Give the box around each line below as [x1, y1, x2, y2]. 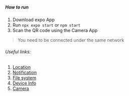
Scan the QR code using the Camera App [12, 27, 98, 33]
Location [12, 64, 31, 70]
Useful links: [5, 48, 31, 55]
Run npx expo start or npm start [12, 22, 81, 28]
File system [12, 75, 37, 81]
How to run [5, 4, 29, 10]
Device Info [12, 80, 37, 86]
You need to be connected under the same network [17, 37, 124, 43]
